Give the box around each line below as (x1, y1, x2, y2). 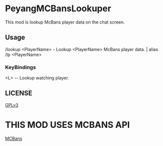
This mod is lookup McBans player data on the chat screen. (5, 19, 125, 25)
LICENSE (5, 89, 33, 97)
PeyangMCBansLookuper (5, 3, 112, 14)
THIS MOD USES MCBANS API (5, 120, 130, 130)
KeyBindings (5, 64, 36, 71)
